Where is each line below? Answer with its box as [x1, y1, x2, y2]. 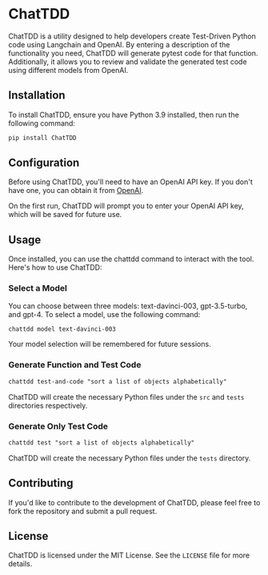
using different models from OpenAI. [8, 65, 129, 74]
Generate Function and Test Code [8, 360, 142, 371]
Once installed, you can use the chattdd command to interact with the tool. [8, 254, 254, 264]
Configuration [8, 156, 80, 170]
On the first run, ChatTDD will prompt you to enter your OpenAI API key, [8, 201, 244, 211]
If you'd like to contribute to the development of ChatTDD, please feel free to [8, 497, 261, 507]
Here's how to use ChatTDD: [8, 263, 102, 272]
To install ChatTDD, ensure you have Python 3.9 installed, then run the [8, 110, 240, 119]
